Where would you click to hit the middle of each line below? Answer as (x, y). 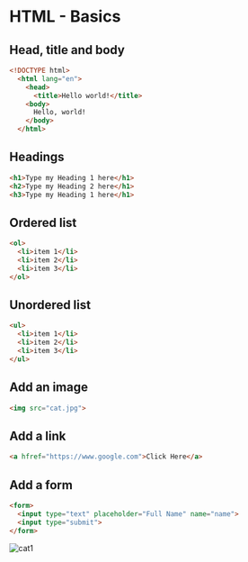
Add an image (49, 388)
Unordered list (50, 305)
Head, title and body (67, 50)
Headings (37, 157)
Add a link (38, 435)
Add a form (41, 485)
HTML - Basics (65, 17)
